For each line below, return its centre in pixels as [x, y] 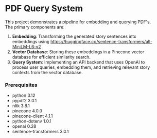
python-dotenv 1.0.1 [32, 121]
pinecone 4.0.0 [27, 111]
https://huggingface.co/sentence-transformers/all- [101, 41]
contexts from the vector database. [47, 72]
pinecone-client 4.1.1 [32, 116]
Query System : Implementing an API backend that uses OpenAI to [78, 62]
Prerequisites [21, 85]
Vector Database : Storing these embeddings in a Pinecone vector [78, 52]
